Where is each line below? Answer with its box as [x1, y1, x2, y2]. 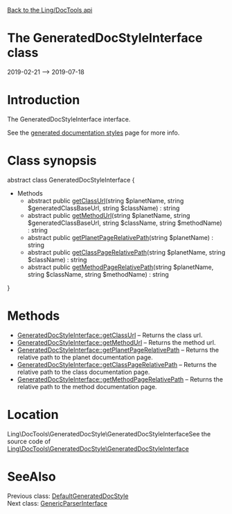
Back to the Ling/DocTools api [7, 6, 93, 14]
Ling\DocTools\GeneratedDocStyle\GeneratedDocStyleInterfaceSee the [7, 429, 211, 438]
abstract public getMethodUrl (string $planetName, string [27, 211, 190, 219]
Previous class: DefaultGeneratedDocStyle [7, 492, 129, 500]
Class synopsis [7, 153, 97, 169]
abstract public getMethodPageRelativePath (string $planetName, [27, 263, 214, 271]
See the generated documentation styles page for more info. [7, 128, 180, 137]
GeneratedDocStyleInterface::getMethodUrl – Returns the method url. [17, 338, 216, 346]
